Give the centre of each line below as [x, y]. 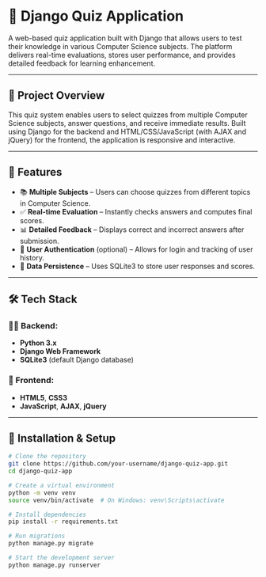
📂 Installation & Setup [62, 438]
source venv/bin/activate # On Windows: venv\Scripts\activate [116, 500]
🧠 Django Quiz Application [96, 16]
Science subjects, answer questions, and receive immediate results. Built [127, 123]
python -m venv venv [42, 493]
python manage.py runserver [55, 565]
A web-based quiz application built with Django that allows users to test [125, 38]
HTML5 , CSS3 [43, 397]
